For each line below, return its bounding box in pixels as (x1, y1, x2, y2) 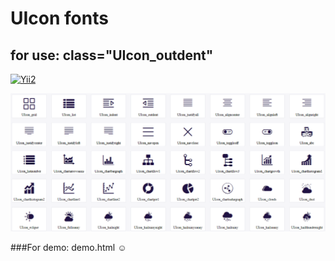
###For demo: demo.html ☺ (10, 241, 127, 253)
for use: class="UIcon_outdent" (10, 47, 214, 64)
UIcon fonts (10, 7, 109, 30)
